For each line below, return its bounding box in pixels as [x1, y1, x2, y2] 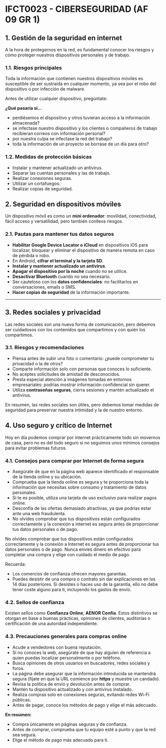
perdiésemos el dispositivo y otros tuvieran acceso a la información [12, 115, 150, 121]
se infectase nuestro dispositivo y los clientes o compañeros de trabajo [12, 125, 158, 132]
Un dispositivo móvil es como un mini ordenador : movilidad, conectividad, [5, 213, 157, 219]
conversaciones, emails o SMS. [12, 284, 77, 290]
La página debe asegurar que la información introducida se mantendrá [12, 670, 156, 676]
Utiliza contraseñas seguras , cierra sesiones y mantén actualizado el [12, 387, 154, 393]
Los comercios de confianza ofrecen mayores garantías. [12, 571, 127, 576]
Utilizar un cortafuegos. [12, 180, 61, 186]
